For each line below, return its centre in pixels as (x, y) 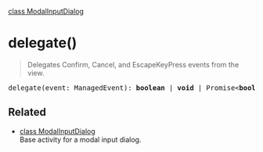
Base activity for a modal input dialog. (80, 139)
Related (27, 112)
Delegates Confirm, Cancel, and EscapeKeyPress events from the (133, 64)
